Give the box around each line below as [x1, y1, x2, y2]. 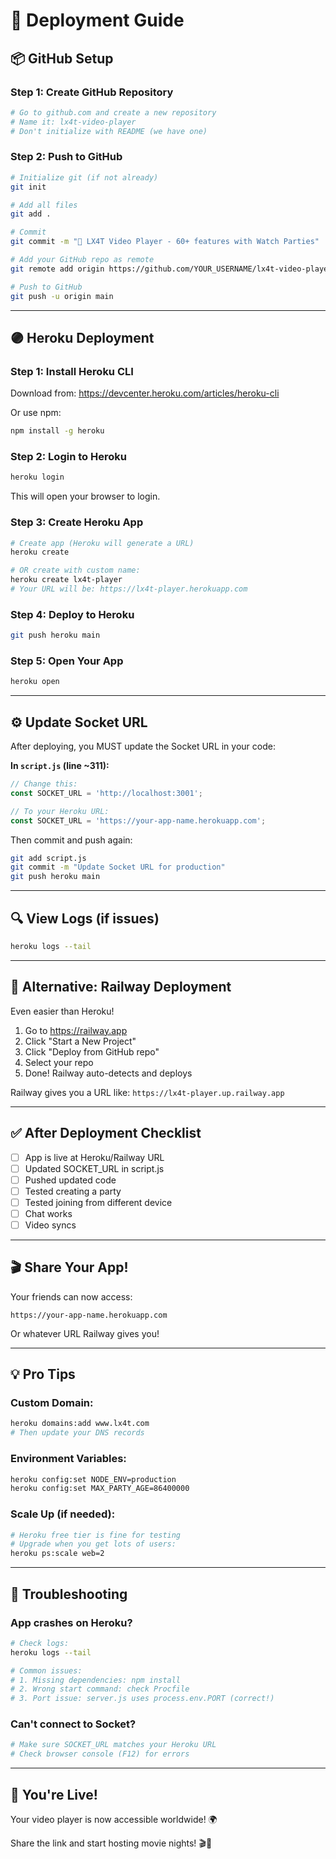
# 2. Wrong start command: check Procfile [10, 1684, 190, 1694]
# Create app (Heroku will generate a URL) [10, 538, 195, 548]
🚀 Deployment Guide [10, 9, 185, 32]
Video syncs [24, 1219, 77, 1231]
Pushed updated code [24, 1174, 117, 1186]
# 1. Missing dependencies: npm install [10, 1675, 182, 1685]
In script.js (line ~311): [10, 760, 110, 772]
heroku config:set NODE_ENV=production [10, 1474, 177, 1484]
